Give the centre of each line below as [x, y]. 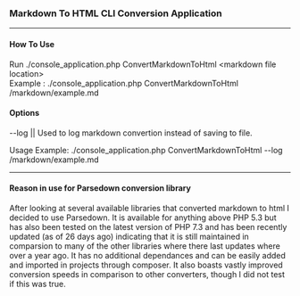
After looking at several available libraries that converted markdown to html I [150, 208]
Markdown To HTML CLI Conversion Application [116, 13]
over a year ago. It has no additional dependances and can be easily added [147, 255]
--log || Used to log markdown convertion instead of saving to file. [131, 133]
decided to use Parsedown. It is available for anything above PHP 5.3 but [143, 218]
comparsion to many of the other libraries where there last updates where [145, 246]
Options [25, 113]
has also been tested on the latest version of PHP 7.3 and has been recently [148, 226]
